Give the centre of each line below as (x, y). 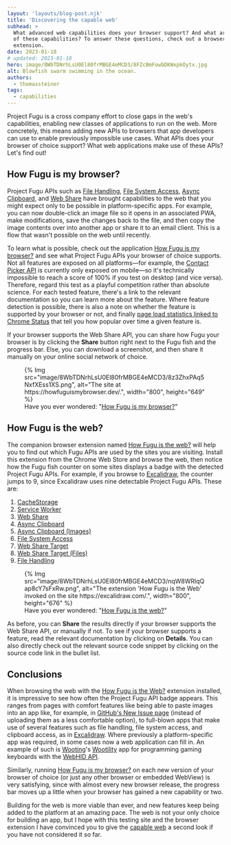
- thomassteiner (36, 84)
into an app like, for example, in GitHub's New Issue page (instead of (104, 713)
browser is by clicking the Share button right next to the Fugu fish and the (112, 342)
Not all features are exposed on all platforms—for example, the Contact (108, 263)
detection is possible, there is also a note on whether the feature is (101, 306)
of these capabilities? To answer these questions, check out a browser (120, 39)
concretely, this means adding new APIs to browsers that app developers (111, 131)
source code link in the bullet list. (54, 653)
